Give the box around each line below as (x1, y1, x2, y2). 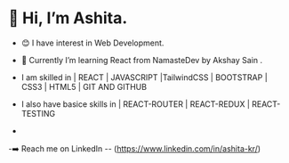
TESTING (20, 108, 55, 118)
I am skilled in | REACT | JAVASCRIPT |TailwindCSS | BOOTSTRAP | (20, 71, 268, 83)
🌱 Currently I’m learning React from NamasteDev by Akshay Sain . (20, 54, 263, 65)
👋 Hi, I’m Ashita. (8, 8, 128, 29)
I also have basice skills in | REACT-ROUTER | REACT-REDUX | (20, 98, 251, 110)
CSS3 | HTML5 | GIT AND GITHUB (20, 81, 148, 92)
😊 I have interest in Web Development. (20, 37, 165, 48)
